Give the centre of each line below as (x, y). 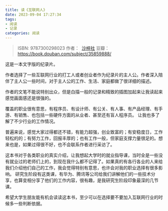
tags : (11, 19)
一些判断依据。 (29, 203)
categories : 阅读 (22, 33)
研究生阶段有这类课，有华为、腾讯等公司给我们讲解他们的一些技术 (83, 174)
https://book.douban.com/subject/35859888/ (64, 54)
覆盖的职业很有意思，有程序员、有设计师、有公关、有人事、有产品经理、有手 (84, 109)
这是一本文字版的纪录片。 (31, 64)
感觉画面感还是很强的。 (29, 98)
